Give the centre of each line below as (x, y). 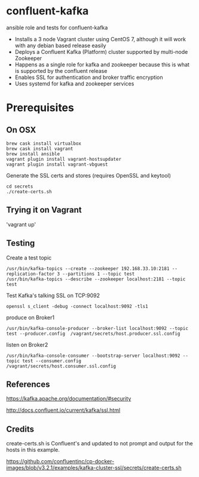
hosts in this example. (33, 450)
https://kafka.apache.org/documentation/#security (69, 399)
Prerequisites (40, 108)
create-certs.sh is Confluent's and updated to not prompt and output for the (99, 444)
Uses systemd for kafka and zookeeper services (74, 83)
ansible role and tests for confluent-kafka (57, 27)
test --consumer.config (52, 361)
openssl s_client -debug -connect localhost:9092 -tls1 (77, 306)
